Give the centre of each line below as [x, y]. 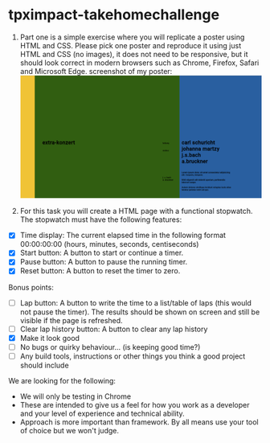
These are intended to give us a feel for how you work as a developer [135, 404]
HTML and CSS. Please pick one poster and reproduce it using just [131, 45]
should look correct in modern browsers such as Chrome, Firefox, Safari [139, 63]
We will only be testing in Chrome [75, 396]
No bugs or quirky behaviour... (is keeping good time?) [110, 347]
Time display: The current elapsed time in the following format [123, 236]
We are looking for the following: [62, 380]
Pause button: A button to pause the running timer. [104, 262]
